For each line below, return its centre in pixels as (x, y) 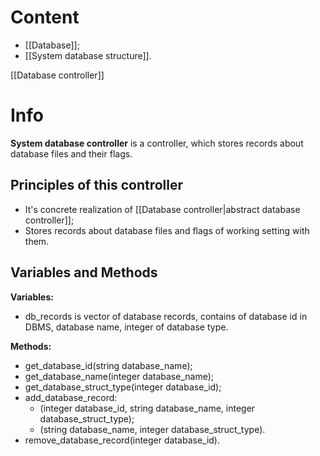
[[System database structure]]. (88, 55)
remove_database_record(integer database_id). (122, 440)
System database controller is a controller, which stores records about (157, 143)
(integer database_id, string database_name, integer (147, 408)
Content (45, 17)
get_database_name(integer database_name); (119, 376)
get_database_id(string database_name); (108, 365)
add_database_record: (71, 397)
